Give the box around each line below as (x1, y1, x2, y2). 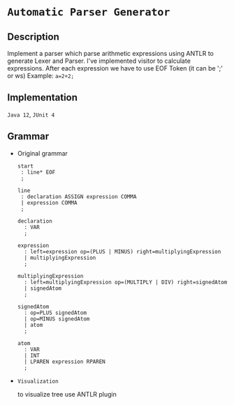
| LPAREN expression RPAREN (24, 358, 106, 365)
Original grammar (17, 149, 68, 157)
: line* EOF (20, 168, 56, 176)
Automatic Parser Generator (7, 6, 170, 19)
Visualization (17, 378, 59, 385)
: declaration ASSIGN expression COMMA (20, 193, 137, 200)
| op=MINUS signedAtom (24, 315, 90, 323)
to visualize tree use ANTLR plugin (17, 390, 117, 398)
